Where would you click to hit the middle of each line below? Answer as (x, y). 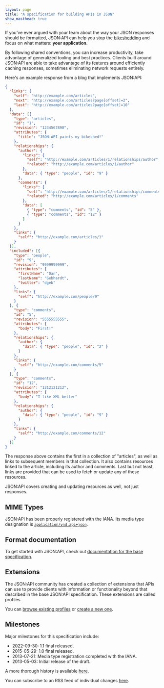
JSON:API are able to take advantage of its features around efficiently (75, 63)
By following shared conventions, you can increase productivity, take (74, 52)
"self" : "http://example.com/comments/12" (62, 433)
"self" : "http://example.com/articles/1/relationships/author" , (93, 160)
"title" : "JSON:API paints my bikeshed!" (61, 137)
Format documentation (41, 540)
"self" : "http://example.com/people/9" (58, 296)
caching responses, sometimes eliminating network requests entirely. (75, 68)
